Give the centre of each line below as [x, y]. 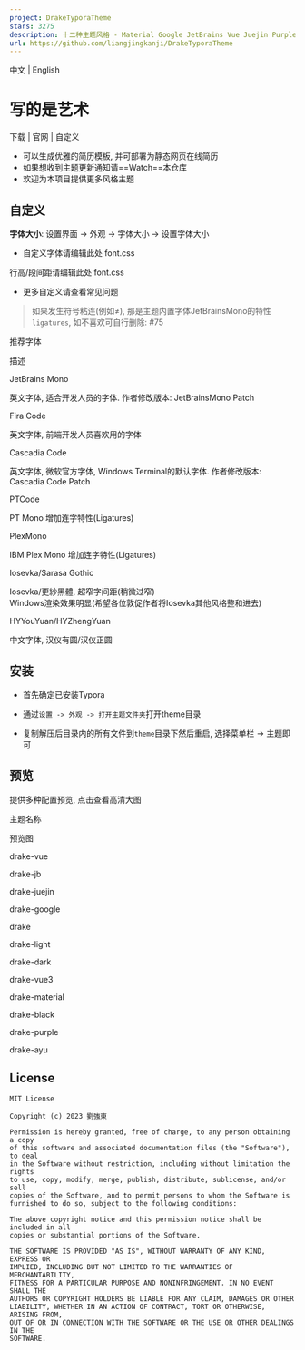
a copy [22, 1140]
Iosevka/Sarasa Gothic [52, 573]
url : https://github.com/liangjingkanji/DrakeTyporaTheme [121, 43]
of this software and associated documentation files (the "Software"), [150, 1149]
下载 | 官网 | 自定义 [44, 137]
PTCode [25, 499]
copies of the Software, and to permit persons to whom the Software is [150, 1196]
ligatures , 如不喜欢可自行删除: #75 [98, 322]
